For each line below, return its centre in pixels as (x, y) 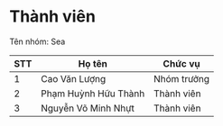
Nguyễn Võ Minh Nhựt (88, 108)
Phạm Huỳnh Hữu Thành (93, 94)
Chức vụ (181, 63)
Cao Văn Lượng (73, 78)
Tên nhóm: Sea (37, 41)
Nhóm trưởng (181, 78)
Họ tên (93, 63)
